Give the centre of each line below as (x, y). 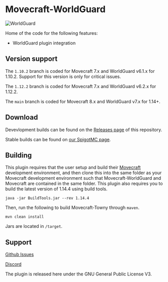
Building (18, 155)
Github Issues (19, 255)
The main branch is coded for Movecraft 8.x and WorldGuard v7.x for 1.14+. (83, 101)
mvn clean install (25, 217)
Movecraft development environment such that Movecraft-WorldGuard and (83, 178)
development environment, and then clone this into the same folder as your (83, 173)
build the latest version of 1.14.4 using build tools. (56, 189)
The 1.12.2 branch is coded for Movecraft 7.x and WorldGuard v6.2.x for (81, 86)
